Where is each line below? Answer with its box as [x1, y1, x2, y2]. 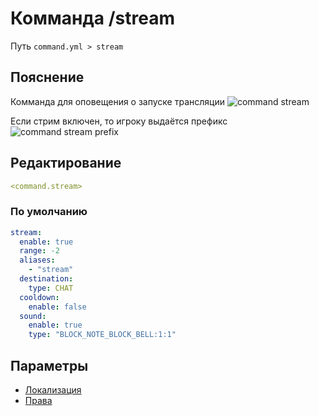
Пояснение [10, 69, 85, 86]
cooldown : [19, 292, 60, 302]
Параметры [10, 357, 89, 374]
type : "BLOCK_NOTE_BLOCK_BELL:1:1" [28, 330, 177, 340]
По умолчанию [10, 205, 88, 219]
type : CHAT [28, 283, 74, 293]
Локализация [24, 384, 82, 396]
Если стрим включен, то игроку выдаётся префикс [10, 115, 228, 127]
